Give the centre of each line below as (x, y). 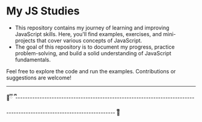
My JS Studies (43, 11)
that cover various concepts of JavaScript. (90, 40)
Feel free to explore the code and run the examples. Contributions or (91, 71)
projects (25, 40)
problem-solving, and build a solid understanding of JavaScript (93, 53)
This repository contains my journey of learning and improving (92, 28)
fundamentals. (33, 59)
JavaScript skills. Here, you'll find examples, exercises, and (88, 34)
